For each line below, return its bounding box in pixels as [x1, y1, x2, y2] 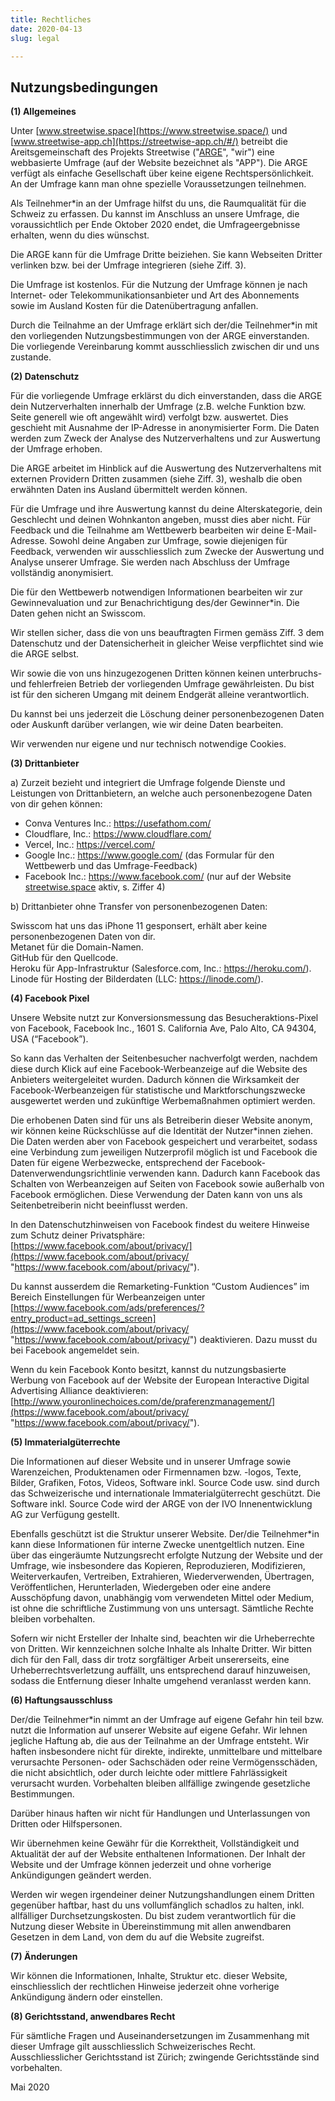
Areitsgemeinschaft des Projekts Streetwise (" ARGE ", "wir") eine [10, 146, 275, 158]
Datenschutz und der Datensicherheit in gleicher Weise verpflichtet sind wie [10, 637, 324, 650]
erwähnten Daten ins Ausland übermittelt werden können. [10, 484, 248, 496]
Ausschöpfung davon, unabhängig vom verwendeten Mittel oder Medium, [10, 1592, 315, 1604]
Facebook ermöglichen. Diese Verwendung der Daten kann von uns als [10, 1189, 303, 1201]
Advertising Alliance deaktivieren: [10, 1385, 149, 1397]
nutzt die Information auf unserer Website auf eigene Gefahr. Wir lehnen [10, 1724, 308, 1736]
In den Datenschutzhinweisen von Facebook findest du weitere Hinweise [10, 1219, 310, 1231]
